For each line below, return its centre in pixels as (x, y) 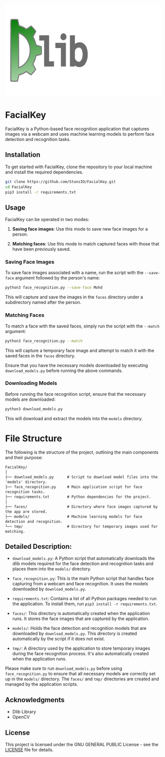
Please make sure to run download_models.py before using (64, 668)
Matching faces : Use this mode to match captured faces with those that (86, 244)
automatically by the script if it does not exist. (59, 639)
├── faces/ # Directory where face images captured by (82, 507)
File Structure (34, 438)
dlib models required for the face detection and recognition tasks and (83, 564)
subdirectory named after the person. (43, 302)
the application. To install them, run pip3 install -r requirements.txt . (84, 604)
